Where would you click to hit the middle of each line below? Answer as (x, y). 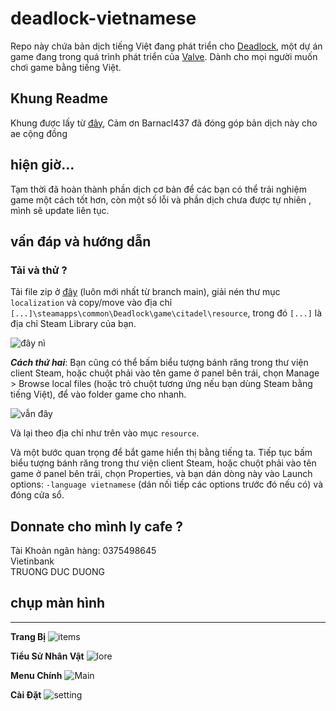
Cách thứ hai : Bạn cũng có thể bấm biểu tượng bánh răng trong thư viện (159, 363)
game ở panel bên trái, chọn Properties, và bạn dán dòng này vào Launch (161, 474)
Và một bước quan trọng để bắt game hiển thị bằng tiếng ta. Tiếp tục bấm (161, 453)
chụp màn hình (58, 603)
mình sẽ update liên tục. (60, 210)
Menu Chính (36, 675)
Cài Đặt (26, 694)
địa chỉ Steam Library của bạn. (73, 324)
